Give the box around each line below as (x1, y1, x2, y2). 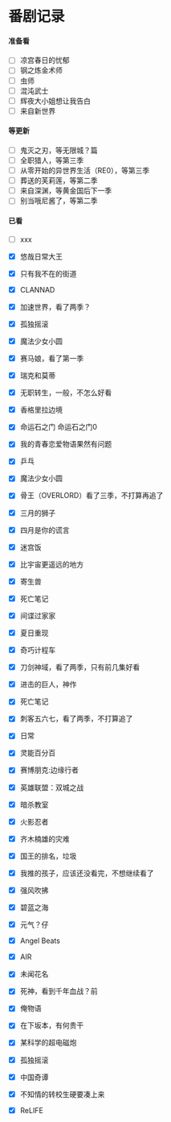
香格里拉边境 (19, 405, 63, 415)
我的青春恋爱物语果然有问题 (19, 439, 112, 449)
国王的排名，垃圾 (19, 851, 77, 861)
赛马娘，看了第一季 (19, 353, 84, 363)
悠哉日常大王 (19, 251, 63, 261)
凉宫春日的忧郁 (19, 56, 70, 65)
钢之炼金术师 (19, 65, 63, 75)
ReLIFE (19, 1105, 44, 1115)
